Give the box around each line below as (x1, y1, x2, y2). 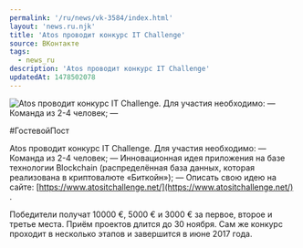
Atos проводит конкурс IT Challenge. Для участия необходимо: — (9, 142, 266, 153)
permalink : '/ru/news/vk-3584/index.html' (9, 13, 173, 23)
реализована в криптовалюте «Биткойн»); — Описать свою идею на (9, 171, 277, 182)
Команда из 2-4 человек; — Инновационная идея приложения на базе (9, 152, 286, 163)
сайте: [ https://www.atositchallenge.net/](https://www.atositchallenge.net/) (9, 181, 294, 192)
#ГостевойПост (9, 125, 70, 136)
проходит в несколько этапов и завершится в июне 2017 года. (9, 228, 253, 239)
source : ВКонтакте (9, 38, 79, 48)
